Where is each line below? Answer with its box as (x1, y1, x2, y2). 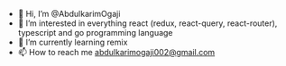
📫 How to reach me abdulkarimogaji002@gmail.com (17, 47, 216, 57)
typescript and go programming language (17, 28, 173, 37)
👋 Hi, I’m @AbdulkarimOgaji (17, 9, 121, 19)
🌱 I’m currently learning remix (17, 37, 128, 47)
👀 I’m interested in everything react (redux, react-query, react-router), (17, 18, 278, 29)
